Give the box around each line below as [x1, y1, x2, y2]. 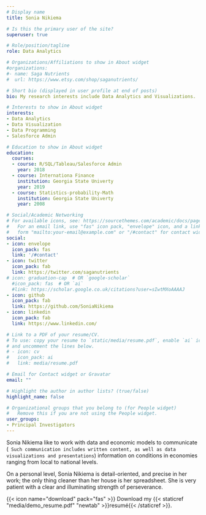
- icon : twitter [6, 258, 48, 264]
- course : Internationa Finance [12, 172, 95, 179]
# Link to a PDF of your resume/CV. [6, 331, 100, 338]
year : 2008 [17, 201, 45, 207]
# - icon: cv [6, 349, 40, 355]
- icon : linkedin [6, 309, 51, 316]
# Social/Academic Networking [6, 212, 84, 219]
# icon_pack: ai [6, 354, 53, 361]
